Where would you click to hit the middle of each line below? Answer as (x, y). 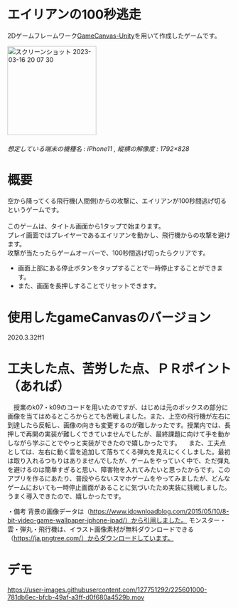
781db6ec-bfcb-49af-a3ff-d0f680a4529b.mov (76, 597)
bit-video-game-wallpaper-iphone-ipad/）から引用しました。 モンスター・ (117, 520)
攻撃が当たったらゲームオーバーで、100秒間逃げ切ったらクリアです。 (108, 253)
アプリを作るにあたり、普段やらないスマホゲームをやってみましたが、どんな (119, 478)
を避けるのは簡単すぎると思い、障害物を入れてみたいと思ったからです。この (119, 470)
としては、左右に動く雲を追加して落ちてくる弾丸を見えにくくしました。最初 (119, 452)
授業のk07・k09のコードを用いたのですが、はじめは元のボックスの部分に (121, 407)
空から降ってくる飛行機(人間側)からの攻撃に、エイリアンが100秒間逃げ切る (117, 201)
